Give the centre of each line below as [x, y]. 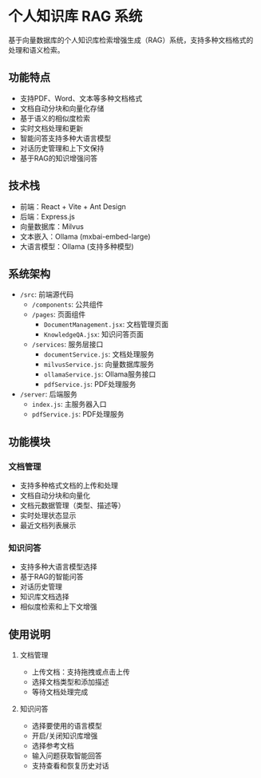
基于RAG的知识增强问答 [59, 158]
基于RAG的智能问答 [51, 577]
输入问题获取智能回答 [67, 756]
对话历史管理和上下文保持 [62, 148]
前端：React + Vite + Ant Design [73, 206]
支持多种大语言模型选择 [58, 567]
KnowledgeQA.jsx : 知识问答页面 [93, 334]
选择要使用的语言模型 [67, 726]
